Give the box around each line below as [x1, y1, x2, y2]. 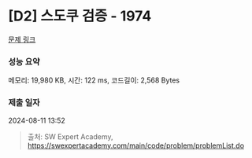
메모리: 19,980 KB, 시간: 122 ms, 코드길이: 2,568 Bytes [8, 75, 180, 85]
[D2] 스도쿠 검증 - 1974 [8, 7, 152, 25]
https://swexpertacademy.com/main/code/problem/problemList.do [27, 141, 245, 150]
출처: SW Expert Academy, [27, 131, 113, 141]
